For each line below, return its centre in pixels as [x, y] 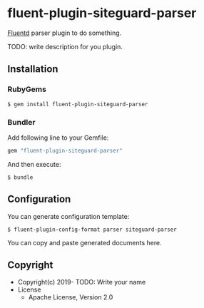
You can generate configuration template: [68, 216]
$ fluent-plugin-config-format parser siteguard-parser [92, 230]
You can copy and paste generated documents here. [85, 242]
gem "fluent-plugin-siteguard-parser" [65, 150]
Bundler [21, 122]
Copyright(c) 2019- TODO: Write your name [82, 282]
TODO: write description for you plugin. [65, 46]
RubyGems [27, 89]
